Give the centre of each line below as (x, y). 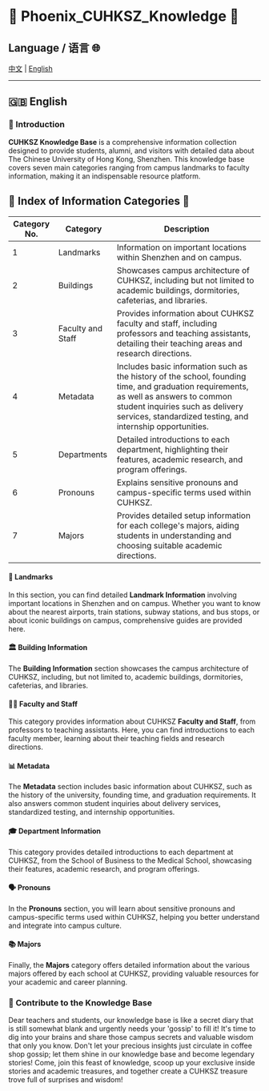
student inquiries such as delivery (180, 406)
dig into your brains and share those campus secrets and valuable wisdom (131, 1037)
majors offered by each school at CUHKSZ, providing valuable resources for (134, 973)
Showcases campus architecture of (183, 270)
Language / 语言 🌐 (54, 48)
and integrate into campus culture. (65, 925)
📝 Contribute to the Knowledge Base (80, 1002)
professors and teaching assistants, (183, 333)
